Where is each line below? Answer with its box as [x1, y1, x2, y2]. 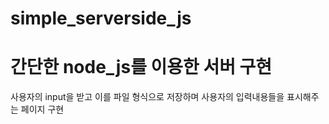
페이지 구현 [20, 103, 65, 116]
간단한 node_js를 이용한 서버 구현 [10, 56, 273, 79]
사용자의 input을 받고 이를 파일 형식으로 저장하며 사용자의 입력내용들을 [10, 91, 285, 103]
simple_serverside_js [10, 7, 192, 30]
